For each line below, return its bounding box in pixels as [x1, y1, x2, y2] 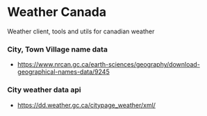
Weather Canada [7, 4, 106, 20]
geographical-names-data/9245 [17, 67, 110, 76]
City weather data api [7, 85, 81, 94]
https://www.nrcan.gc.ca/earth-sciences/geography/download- [17, 60, 200, 69]
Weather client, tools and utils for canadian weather [7, 27, 155, 35]
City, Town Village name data [7, 44, 108, 54]
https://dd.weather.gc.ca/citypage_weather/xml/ [17, 101, 156, 109]
